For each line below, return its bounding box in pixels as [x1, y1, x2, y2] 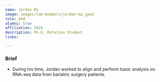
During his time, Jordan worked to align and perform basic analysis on [12, 66, 156, 72]
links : [5, 35, 19, 40]
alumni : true [5, 21, 32, 26]
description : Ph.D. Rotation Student [5, 30, 83, 35]
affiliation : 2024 [5, 26, 43, 30]
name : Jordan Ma [5, 7, 39, 12]
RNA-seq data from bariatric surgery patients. [12, 72, 106, 78]
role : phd [5, 16, 26, 21]
